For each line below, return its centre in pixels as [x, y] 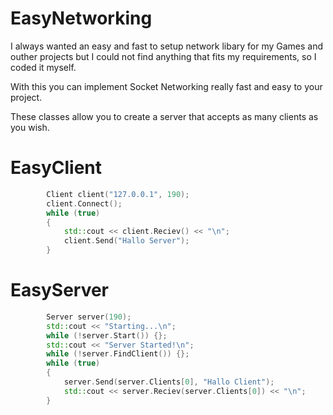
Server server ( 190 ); [89, 317]
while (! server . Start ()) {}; [107, 335]
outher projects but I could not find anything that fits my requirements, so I [163, 56]
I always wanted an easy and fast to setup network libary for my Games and [167, 46]
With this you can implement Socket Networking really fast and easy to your [166, 86]
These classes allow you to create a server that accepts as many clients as [164, 116]
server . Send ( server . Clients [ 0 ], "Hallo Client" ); [169, 382]
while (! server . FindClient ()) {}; [118, 354]
